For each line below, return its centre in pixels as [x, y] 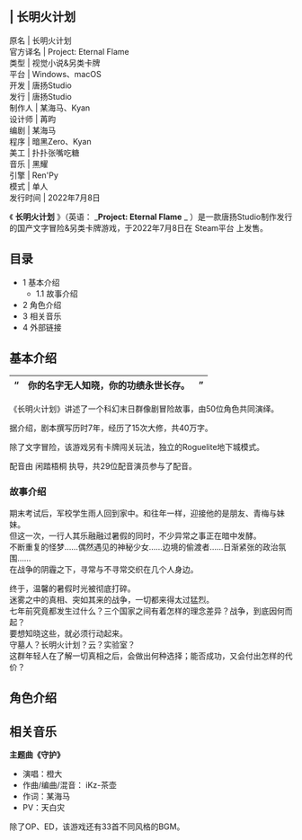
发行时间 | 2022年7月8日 [55, 198]
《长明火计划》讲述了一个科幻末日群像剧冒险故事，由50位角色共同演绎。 [144, 409]
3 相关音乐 [42, 316]
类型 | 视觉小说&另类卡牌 [55, 63]
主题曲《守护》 [37, 755]
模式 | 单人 [29, 186]
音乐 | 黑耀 [29, 164]
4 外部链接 [42, 327]
